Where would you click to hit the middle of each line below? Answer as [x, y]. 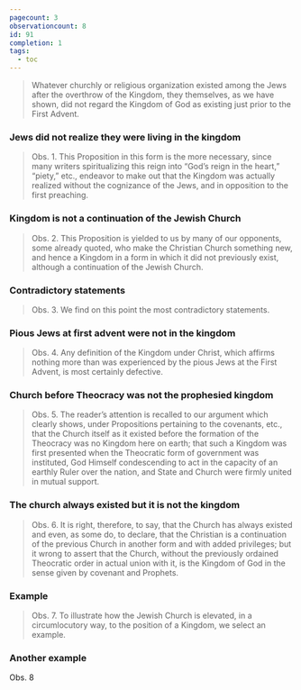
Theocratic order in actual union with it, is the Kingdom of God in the [158, 563]
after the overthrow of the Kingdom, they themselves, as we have [153, 95]
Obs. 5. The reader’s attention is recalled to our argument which [150, 414]
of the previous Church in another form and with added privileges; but [161, 544]
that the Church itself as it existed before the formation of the [145, 434]
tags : [19, 51]
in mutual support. [65, 482]
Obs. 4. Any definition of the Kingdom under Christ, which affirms [153, 353]
